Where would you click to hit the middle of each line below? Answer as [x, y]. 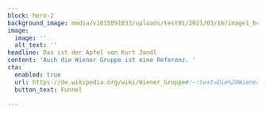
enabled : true [38, 75]
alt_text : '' [36, 45]
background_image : [38, 23]
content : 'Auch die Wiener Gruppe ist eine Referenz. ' [102, 60]
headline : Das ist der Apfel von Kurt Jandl [82, 53]
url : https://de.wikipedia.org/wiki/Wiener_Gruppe [100, 82]
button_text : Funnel [48, 90]
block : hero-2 [31, 16]
